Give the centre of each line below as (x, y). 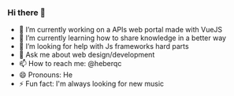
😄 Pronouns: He (45, 75)
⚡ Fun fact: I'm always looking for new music (91, 84)
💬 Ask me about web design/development (87, 55)
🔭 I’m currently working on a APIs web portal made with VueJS (121, 30)
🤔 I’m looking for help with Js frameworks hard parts (104, 46)
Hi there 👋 (27, 13)
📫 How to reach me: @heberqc (70, 64)
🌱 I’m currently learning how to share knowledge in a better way (122, 38)
